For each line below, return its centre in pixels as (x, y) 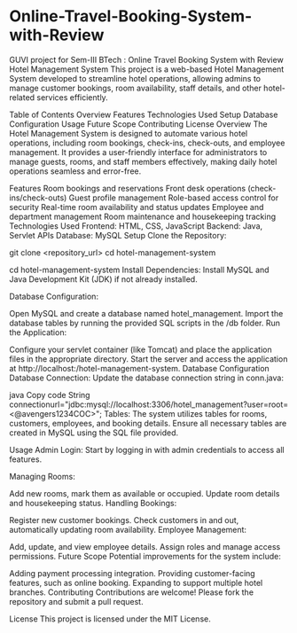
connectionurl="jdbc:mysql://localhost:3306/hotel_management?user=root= (149, 404)
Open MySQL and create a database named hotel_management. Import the (146, 313)
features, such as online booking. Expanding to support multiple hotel (136, 582)
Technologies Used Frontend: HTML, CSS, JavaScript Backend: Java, (136, 226)
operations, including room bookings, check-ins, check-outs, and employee (147, 143)
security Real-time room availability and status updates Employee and (137, 207)
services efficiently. (72, 97)
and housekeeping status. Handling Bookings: (93, 503)
